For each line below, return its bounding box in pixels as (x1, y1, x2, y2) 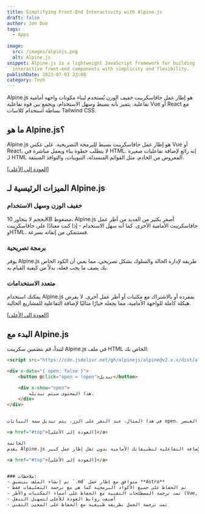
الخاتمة (7, 440, 27, 446)
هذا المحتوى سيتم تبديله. (29, 390, 95, 397)
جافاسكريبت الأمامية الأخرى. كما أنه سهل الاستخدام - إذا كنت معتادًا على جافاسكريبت (7, 222, 198, 229)
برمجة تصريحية (7, 244, 46, 252)
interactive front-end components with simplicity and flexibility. (12, 65, 190, 72)
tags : (7, 26, 21, 32)
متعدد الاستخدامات (7, 279, 55, 288)
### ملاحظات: (7, 473, 37, 479)
